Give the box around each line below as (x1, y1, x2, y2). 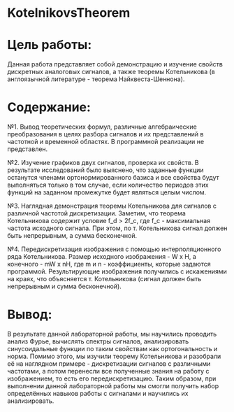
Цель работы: (7, 37, 92, 53)
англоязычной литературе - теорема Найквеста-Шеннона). (7, 75, 185, 83)
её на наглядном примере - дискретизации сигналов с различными (7, 360, 211, 368)
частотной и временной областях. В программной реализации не (7, 138, 205, 146)
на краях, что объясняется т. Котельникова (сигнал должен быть (7, 275, 201, 283)
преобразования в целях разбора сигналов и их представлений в (7, 130, 204, 138)
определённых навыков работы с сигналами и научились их (7, 390, 189, 397)
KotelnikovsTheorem (7, 5, 131, 21)
